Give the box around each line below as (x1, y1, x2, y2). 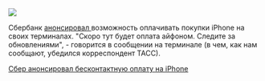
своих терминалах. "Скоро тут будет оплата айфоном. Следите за (8, 31, 235, 41)
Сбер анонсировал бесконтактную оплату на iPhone (8, 64, 189, 73)
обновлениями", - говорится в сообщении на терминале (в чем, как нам (8, 40, 258, 49)
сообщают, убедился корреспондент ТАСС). (8, 48, 161, 58)
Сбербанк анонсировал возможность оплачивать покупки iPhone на (8, 23, 245, 32)
